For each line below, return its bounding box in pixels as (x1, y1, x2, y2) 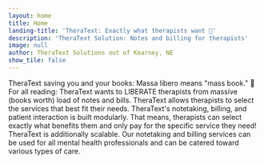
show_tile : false (8, 57, 66, 65)
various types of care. (8, 146, 81, 156)
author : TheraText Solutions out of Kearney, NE (8, 49, 174, 57)
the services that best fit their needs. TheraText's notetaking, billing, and (8, 103, 247, 113)
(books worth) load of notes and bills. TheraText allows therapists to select (8, 95, 254, 105)
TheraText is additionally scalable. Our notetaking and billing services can (8, 129, 251, 138)
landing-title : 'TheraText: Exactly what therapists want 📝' (8, 26, 217, 34)
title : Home (8, 19, 48, 27)
